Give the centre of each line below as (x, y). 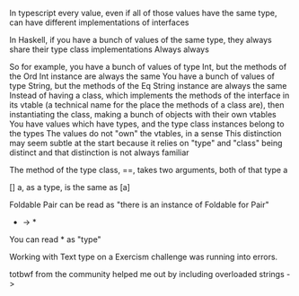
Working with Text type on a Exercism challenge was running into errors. (144, 257)
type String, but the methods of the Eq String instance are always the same (148, 86)
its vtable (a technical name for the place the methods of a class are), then (147, 105)
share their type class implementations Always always (109, 49)
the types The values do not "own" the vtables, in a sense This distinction (145, 133)
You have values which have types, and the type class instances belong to (147, 124)
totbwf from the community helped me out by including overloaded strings (147, 274)
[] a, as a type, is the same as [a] (70, 187)
